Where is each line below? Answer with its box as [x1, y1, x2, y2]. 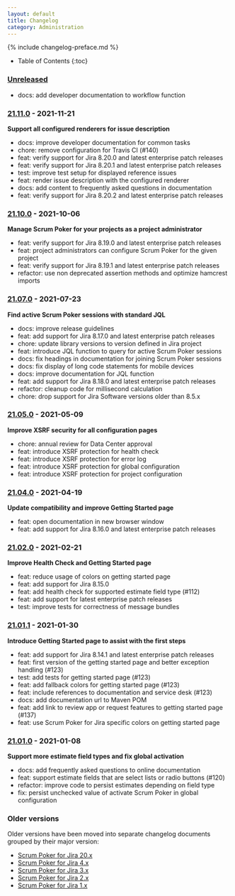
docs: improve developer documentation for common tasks [17, 138, 191, 146]
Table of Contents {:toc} [17, 57, 88, 65]
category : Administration [7, 23, 84, 31]
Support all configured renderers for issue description [7, 124, 170, 133]
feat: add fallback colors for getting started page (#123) [17, 680, 180, 689]
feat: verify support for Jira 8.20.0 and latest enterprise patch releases [17, 153, 224, 162]
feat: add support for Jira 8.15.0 [17, 580, 110, 589]
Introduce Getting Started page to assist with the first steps [7, 636, 186, 645]
